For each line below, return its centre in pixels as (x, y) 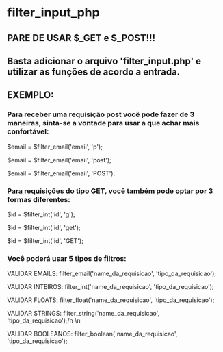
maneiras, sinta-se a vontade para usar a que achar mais (103, 123)
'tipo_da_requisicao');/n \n (44, 320)
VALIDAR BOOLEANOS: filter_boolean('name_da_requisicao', (92, 334)
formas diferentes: (39, 199)
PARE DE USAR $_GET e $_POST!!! (81, 38)
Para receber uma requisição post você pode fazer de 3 (101, 114)
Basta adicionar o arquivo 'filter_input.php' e (104, 61)
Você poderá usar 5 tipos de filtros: (67, 258)
